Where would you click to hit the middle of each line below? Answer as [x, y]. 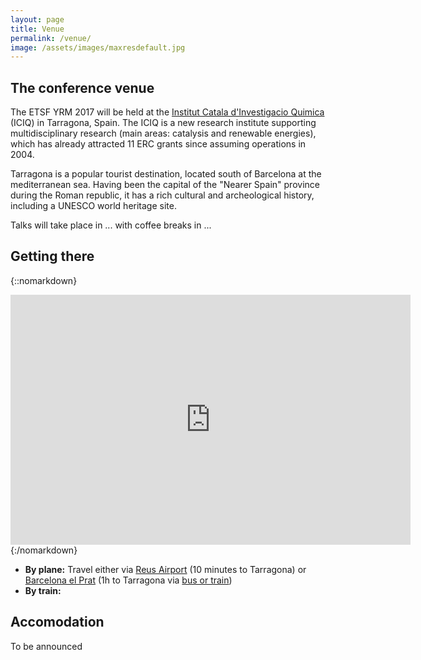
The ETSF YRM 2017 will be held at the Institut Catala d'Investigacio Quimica [167, 112]
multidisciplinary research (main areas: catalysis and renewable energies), [163, 133]
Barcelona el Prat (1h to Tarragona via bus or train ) [128, 580]
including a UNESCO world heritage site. [93, 206]
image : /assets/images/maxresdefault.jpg [98, 47]
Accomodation [57, 622]
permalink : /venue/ [51, 38]
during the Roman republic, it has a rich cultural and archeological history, [162, 195]
